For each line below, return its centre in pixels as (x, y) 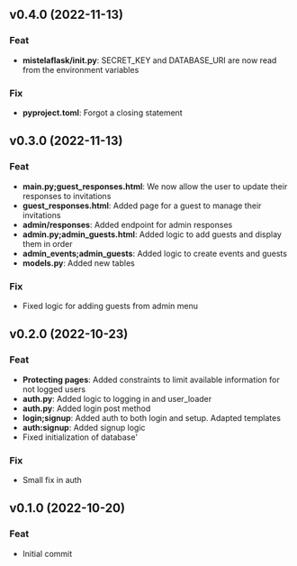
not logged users (54, 389)
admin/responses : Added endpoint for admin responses (127, 224)
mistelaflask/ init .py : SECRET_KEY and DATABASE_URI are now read (149, 60)
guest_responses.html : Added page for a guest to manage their (142, 205)
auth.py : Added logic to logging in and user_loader (117, 398)
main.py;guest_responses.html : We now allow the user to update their (155, 186)
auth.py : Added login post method (86, 408)
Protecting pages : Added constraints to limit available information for (151, 379)
